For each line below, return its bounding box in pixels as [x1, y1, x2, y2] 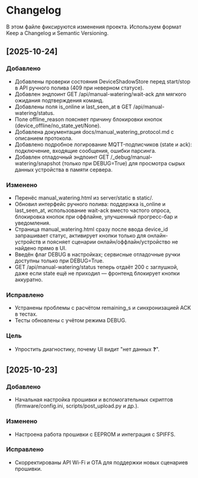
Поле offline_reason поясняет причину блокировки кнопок [14, 116, 163, 123]
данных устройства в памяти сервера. [14, 166, 113, 173]
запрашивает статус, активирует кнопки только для [14, 232, 147, 239]
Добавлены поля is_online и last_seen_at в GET [14, 103, 132, 110]
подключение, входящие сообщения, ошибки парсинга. [14, 147, 157, 154]
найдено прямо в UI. [14, 244, 67, 252]
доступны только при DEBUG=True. [14, 257, 105, 264]
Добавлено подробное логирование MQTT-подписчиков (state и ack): [14, 140, 192, 148]
